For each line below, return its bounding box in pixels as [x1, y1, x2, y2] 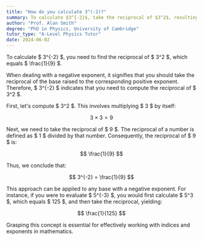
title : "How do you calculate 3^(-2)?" [6, 8, 107, 15]
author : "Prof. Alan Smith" [6, 20, 77, 26]
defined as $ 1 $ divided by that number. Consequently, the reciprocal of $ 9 [6, 132, 196, 139]
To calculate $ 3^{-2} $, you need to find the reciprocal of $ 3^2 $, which [6, 54, 188, 60]
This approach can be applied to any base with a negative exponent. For [6, 185, 186, 192]
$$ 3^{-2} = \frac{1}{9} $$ [68, 174, 135, 181]
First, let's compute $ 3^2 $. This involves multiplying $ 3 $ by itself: [6, 102, 176, 109]
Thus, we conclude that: [6, 162, 66, 169]
